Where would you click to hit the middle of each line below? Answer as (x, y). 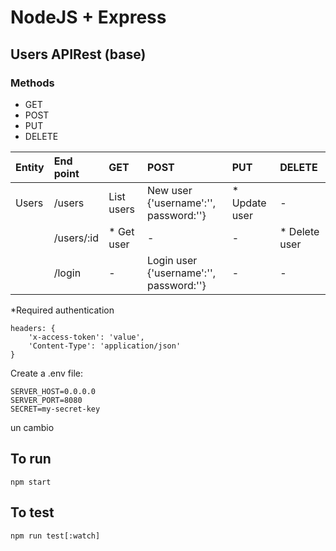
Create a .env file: (46, 373)
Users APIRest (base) (78, 54)
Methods (32, 83)
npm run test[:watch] (55, 536)
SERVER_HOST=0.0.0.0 (53, 391)
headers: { (33, 328)
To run (31, 459)
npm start (31, 482)
